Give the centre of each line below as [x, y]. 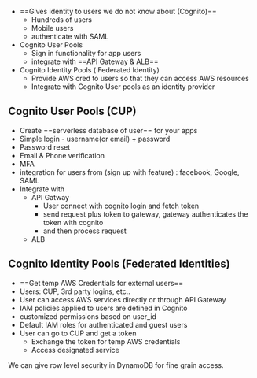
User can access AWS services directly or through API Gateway [123, 299]
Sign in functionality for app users [86, 53]
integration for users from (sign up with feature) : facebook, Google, [129, 172]
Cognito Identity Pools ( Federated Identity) [89, 70]
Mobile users [52, 28]
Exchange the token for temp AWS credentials [106, 341]
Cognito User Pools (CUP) [72, 111]
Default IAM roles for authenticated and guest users [103, 324]
